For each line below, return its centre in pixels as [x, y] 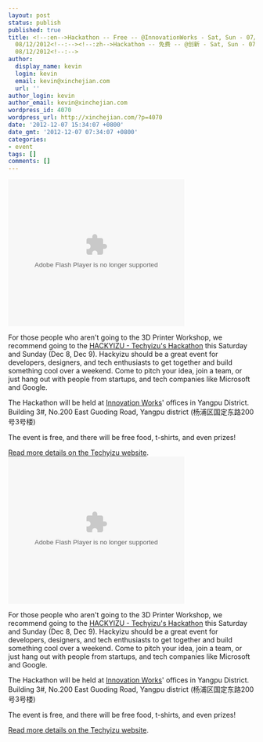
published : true [34, 30]
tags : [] [22, 154]
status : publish [34, 23]
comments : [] [29, 162]
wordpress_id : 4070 [40, 111]
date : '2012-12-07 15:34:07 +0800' [66, 125]
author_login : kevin [42, 96]
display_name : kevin [49, 67]
